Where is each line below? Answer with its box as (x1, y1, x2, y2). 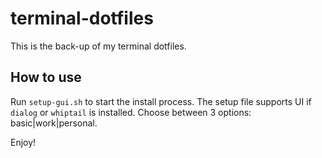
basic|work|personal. (10, 117, 98, 129)
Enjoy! (10, 136, 37, 148)
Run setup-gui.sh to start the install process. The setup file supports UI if (10, 95, 312, 107)
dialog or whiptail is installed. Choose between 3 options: (10, 106, 252, 118)
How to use (10, 69, 82, 86)
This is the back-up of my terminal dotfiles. (10, 40, 187, 52)
